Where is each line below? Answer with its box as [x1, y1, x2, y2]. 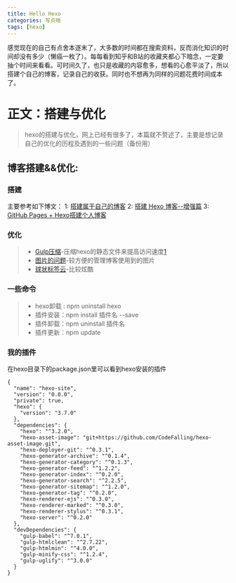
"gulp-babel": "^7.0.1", [20, 532, 93, 539]
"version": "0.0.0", [13, 391, 74, 398]
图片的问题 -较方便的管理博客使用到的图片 [34, 256, 156, 264]
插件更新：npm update [34, 328, 101, 336]
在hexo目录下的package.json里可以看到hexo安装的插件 [7, 364, 167, 373]
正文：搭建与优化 [7, 106, 107, 122]
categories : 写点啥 [7, 17, 61, 24]
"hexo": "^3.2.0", [20, 428, 74, 435]
